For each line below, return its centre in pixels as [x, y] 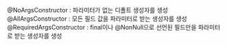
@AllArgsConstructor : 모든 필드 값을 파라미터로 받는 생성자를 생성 [97, 19]
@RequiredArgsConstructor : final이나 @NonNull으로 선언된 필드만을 [102, 27]
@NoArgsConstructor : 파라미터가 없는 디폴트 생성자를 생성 [87, 10]
